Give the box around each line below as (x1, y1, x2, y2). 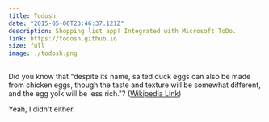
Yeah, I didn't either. (8, 104, 75, 114)
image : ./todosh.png (8, 49, 78, 57)
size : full (8, 42, 45, 50)
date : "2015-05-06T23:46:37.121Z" (8, 19, 125, 27)
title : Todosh (8, 11, 57, 20)
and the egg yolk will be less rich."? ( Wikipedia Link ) (8, 89, 182, 98)
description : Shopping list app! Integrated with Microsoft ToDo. (8, 27, 237, 35)
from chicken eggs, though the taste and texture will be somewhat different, (8, 80, 261, 90)
